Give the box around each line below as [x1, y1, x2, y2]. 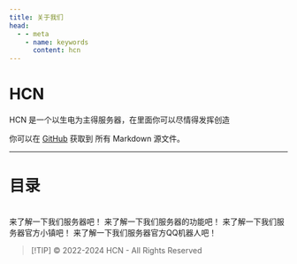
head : [9, 21, 29, 30]
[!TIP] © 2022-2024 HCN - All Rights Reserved [30, 245, 202, 255]
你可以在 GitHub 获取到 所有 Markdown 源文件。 [9, 134, 186, 144]
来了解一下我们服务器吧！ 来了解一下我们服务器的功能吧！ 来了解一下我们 [9, 216, 277, 227]
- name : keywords [25, 37, 89, 47]
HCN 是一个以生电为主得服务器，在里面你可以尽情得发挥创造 [9, 114, 231, 125]
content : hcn [32, 46, 81, 55]
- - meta [17, 29, 49, 38]
